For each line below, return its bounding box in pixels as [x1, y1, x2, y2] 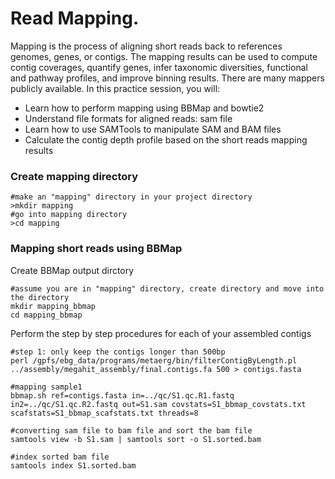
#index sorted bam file [10, 452, 110, 462]
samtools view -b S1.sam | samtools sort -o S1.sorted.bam [10, 434, 262, 444]
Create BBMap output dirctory [10, 264, 135, 276]
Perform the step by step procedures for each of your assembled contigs [10, 327, 312, 339]
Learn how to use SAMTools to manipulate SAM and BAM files [24, 123, 282, 135]
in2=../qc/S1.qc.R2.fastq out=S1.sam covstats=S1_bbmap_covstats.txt [10, 399, 307, 409]
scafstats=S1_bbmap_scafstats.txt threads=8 [10, 408, 199, 418]
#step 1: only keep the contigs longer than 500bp [10, 347, 226, 357]
